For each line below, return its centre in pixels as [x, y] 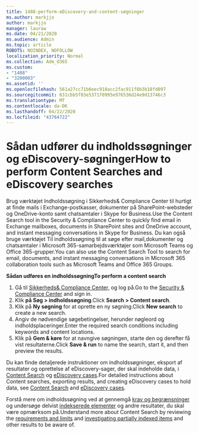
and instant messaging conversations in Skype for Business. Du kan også [96, 233]
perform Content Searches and [84, 172]
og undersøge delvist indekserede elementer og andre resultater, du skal [95, 406]
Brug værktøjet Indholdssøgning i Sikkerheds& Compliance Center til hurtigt [99, 201]
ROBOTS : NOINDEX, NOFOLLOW [40, 51]
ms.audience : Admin [30, 39]
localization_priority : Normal [45, 56]
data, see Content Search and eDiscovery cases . [66, 388]
